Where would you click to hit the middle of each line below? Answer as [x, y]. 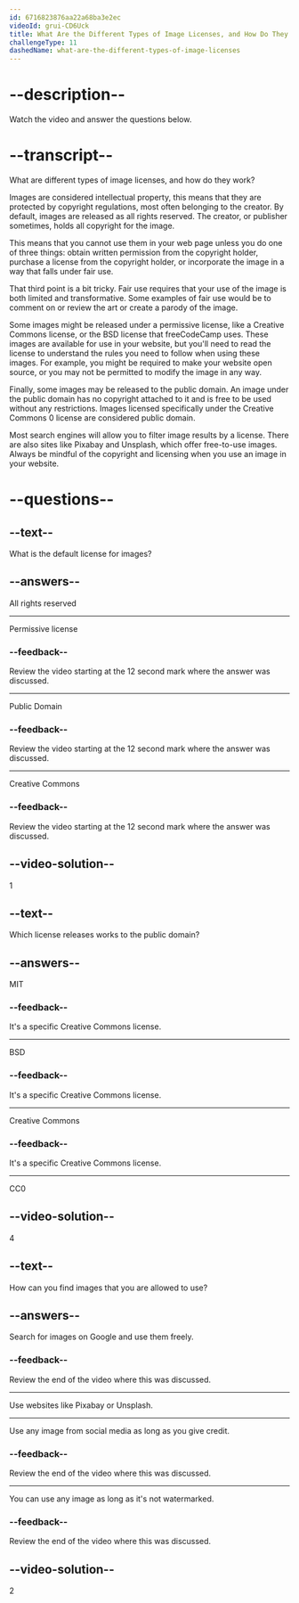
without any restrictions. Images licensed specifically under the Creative [141, 408]
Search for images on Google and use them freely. [101, 1337]
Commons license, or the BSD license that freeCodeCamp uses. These [139, 334]
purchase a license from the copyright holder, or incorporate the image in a [147, 262]
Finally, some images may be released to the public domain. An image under [149, 389]
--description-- [68, 95]
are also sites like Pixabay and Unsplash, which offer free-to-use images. [143, 445]
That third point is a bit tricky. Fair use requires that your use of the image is [148, 289]
